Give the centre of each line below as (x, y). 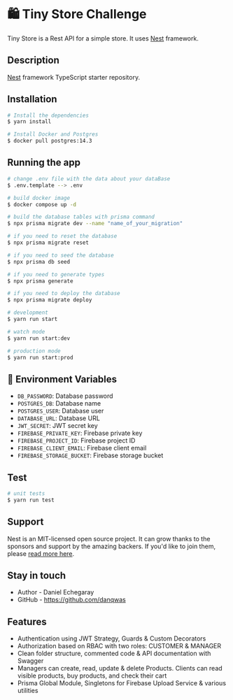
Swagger (30, 661)
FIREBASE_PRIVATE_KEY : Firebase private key (80, 433)
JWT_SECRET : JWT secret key (57, 426)
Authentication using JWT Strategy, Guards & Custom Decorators (112, 638)
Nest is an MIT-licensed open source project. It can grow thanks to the (109, 538)
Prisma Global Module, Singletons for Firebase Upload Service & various (121, 683)
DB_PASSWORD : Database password (65, 396)
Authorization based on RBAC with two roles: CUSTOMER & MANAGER (119, 646)
